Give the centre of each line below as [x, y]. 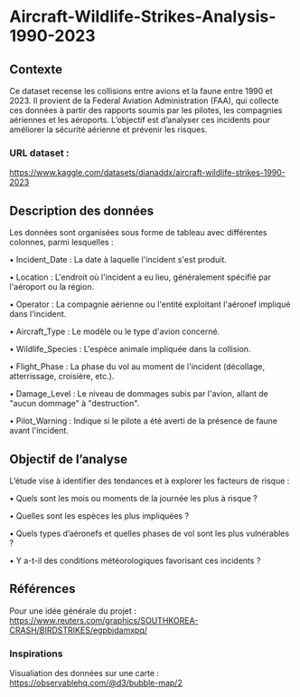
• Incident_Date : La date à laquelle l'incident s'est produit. [118, 260]
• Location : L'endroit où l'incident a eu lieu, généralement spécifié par [140, 277]
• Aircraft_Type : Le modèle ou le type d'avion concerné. [115, 331]
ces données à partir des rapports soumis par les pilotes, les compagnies [146, 110]
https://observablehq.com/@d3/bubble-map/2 [96, 683]
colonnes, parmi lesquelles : [62, 243]
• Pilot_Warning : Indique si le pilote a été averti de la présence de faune [144, 421]
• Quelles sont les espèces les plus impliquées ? [99, 516]
